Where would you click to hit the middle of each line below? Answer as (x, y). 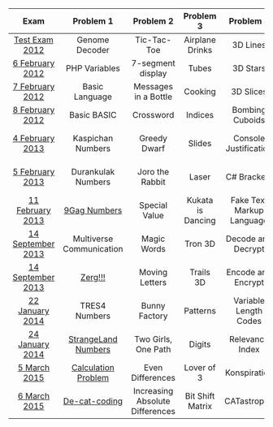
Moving (154, 272)
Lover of (200, 367)
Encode (241, 272)
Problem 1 (93, 21)
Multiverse (93, 239)
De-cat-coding (93, 401)
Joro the (153, 172)
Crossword (154, 115)
